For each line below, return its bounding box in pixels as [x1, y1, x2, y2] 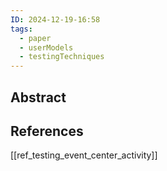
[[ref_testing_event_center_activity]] [10, 149, 158, 161]
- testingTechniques [19, 52, 105, 62]
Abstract [10, 89, 67, 106]
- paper [19, 33, 52, 43]
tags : [10, 24, 33, 34]
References [10, 122, 84, 140]
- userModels [19, 42, 74, 53]
